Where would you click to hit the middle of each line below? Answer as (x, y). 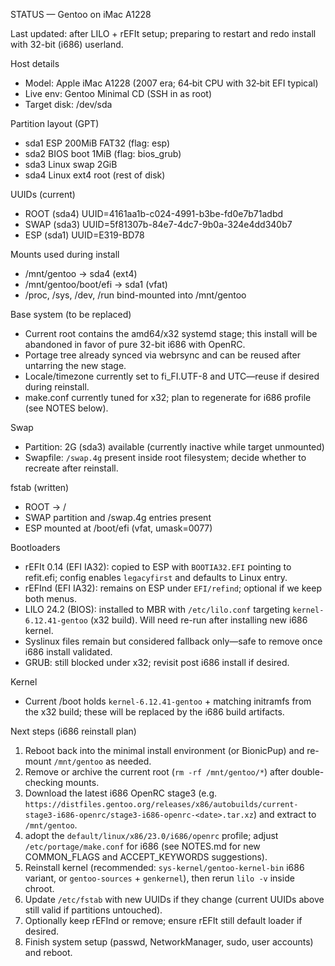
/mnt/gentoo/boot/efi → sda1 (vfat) (96, 284)
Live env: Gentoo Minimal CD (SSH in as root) (118, 93)
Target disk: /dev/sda (68, 104)
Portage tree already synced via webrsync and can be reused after (162, 355)
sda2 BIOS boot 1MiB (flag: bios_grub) (103, 153)
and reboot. (48, 952)
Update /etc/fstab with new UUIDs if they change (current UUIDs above (174, 899)
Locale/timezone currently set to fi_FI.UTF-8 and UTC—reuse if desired (172, 376)
